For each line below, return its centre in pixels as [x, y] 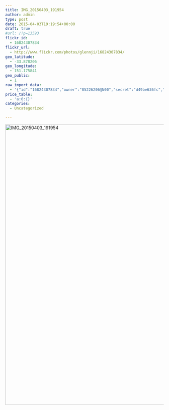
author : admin [20, 15]
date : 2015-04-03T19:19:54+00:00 [40, 24]
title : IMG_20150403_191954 [35, 10]
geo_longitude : [21, 66]
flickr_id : [17, 38]
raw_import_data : [23, 85]
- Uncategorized [27, 108]
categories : [18, 104]
